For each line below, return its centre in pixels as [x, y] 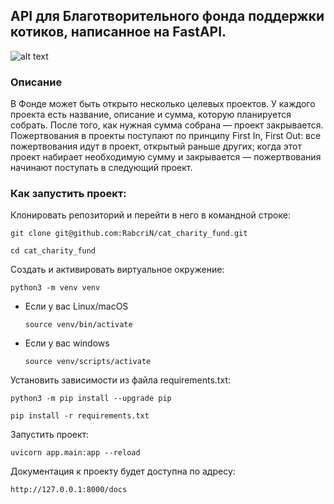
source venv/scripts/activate [88, 362]
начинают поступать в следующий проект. [101, 168]
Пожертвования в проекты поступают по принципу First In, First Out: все [166, 136]
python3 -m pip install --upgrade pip [91, 399]
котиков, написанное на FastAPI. [118, 32]
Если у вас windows [67, 343]
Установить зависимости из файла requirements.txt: [120, 380]
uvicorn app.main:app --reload [75, 453]
